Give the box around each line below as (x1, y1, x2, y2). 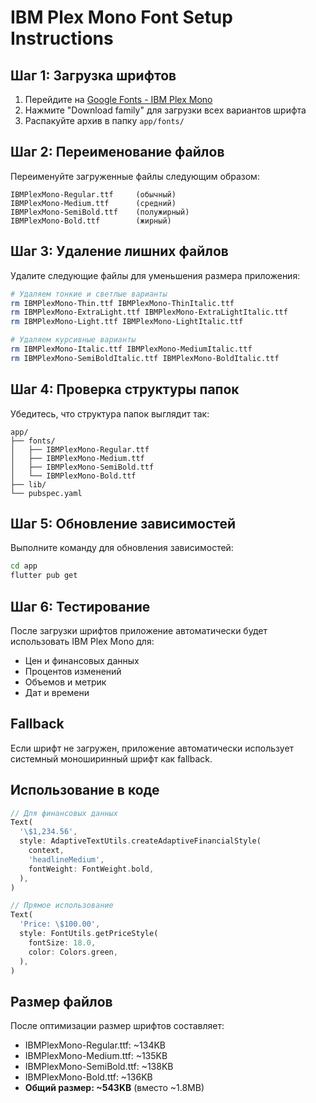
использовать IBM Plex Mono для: (10, 635, 155, 647)
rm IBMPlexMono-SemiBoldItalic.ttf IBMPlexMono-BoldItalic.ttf (10, 353, 280, 363)
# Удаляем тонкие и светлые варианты (10, 289, 168, 299)
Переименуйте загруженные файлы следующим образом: (10, 170, 260, 182)
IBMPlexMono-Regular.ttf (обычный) (10, 189, 177, 200)
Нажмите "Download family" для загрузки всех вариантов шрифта (24, 104, 307, 116)
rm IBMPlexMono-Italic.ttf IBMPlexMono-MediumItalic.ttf (10, 344, 253, 354)
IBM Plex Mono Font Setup (10, 6, 233, 29)
